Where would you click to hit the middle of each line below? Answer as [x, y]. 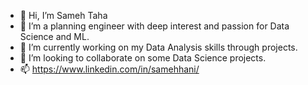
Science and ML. [54, 36]
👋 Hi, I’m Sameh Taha [63, 15]
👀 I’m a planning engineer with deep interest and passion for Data [154, 26]
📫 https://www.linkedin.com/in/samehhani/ [109, 69]
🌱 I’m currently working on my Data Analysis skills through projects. [158, 47]
